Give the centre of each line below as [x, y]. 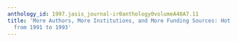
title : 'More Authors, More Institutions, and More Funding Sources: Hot [119, 21]
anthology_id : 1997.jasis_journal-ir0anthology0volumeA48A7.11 [103, 14]
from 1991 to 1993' [43, 27]
